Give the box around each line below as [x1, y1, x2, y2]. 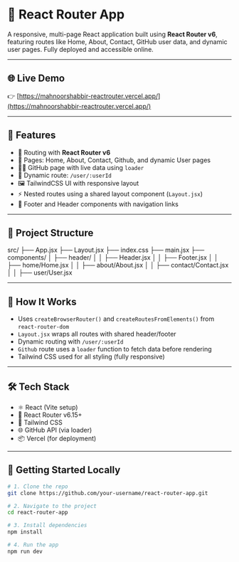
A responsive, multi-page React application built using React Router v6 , [7, 30, 218, 38]
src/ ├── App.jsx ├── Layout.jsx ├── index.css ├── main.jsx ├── [7, 245, 205, 255]
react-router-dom [17, 324, 70, 331]
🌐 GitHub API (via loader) [17, 426, 92, 434]
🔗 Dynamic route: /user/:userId [17, 171, 112, 179]
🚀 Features [7, 129, 56, 142]
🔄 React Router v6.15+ [17, 410, 83, 419]
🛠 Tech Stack [7, 381, 70, 393]
